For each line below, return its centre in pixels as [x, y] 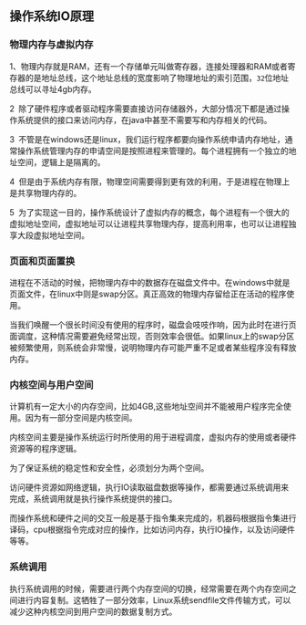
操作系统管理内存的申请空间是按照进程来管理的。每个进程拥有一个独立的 [153, 151]
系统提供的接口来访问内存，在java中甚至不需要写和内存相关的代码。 [144, 120]
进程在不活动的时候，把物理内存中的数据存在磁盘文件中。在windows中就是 [150, 282]
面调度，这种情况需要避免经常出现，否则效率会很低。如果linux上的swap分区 [152, 336]
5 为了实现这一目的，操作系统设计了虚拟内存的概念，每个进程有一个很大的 [149, 212]
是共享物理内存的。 [46, 193]
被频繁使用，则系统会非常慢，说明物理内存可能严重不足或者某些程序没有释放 [153, 347]
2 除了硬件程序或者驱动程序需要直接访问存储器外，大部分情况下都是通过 [146, 109]
